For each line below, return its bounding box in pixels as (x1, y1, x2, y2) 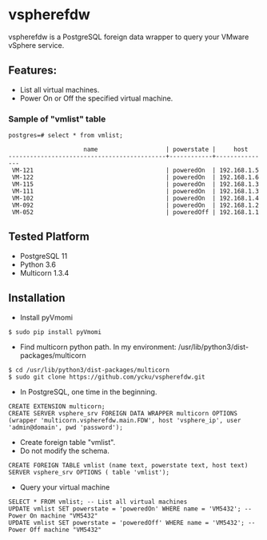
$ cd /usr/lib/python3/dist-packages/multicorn (8, 366, 170, 374)
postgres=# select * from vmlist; (8, 132, 124, 140)
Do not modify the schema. (19, 446, 110, 455)
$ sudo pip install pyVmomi (8, 328, 102, 336)
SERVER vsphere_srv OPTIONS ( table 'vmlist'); (8, 468, 170, 476)
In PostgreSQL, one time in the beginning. (19, 387, 157, 396)
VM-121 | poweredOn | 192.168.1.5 (11, 166, 260, 175)
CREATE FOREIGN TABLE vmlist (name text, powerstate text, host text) (8, 461, 249, 469)
